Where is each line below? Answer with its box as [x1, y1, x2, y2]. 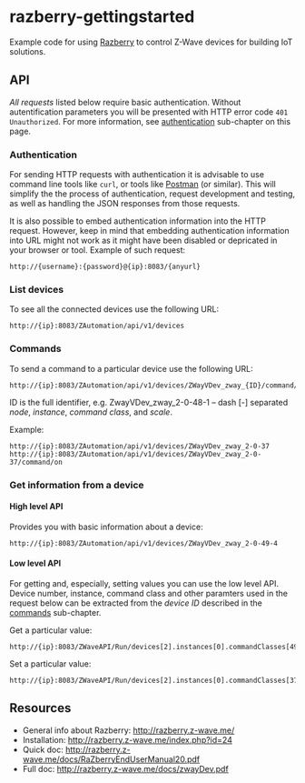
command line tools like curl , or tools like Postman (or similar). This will [9, 179, 277, 190]
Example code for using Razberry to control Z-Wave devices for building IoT [9, 36, 293, 47]
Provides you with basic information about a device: [9, 521, 203, 532]
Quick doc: [22, 744, 64, 755]
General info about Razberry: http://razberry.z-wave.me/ [22, 725, 235, 736]
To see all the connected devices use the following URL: [9, 304, 220, 315]
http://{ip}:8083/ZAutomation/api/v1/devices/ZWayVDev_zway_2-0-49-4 [9, 538, 279, 547]
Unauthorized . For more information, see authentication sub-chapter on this [9, 115, 291, 126]
